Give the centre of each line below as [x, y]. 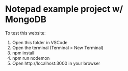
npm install [23, 53]
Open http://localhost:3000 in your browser [56, 63]
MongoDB [26, 19]
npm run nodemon [31, 58]
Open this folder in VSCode [40, 42]
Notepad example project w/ [64, 9]
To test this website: [25, 33]
